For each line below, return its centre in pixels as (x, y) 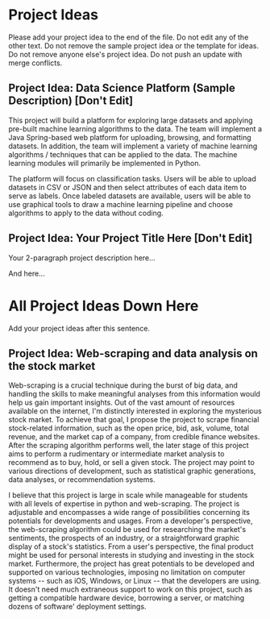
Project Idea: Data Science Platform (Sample (122, 88)
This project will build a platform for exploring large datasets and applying (131, 120)
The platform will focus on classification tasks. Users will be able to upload (132, 178)
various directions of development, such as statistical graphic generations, (132, 471)
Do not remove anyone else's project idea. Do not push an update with (125, 54)
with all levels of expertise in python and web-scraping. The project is (124, 504)
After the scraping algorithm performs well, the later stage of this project (129, 446)
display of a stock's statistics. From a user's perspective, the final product (131, 546)
